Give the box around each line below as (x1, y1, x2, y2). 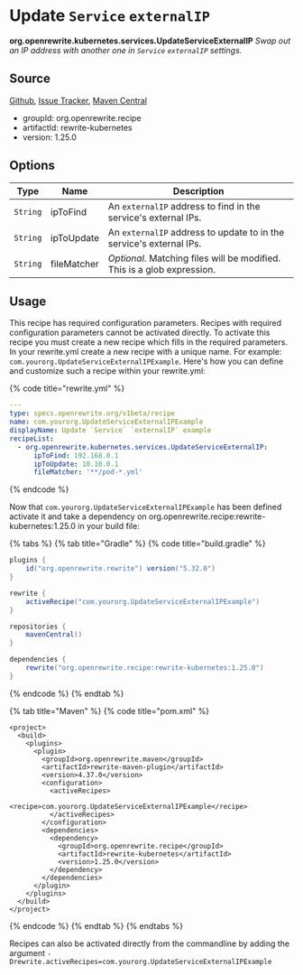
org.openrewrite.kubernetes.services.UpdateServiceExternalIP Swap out (9, 35, 291, 46)
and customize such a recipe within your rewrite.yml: (9, 366, 206, 376)
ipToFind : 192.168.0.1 (32, 450, 119, 460)
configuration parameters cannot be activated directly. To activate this (9, 327, 271, 339)
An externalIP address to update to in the (107, 226, 285, 238)
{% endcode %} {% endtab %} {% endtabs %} (9, 920, 183, 931)
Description (172, 184, 225, 197)
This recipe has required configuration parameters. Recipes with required (9, 318, 282, 329)
